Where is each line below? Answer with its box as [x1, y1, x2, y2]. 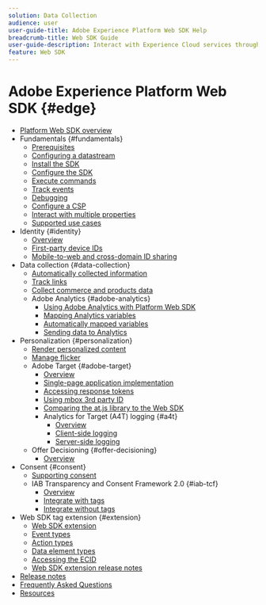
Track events [31, 184, 74, 194]
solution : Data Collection [8, 11, 97, 20]
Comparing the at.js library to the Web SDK [43, 403, 184, 413]
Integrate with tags [43, 496, 105, 505]
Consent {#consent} [19, 462, 86, 471]
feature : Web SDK [8, 48, 66, 56]
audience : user [8, 19, 59, 27]
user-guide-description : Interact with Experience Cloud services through [8, 41, 260, 49]
